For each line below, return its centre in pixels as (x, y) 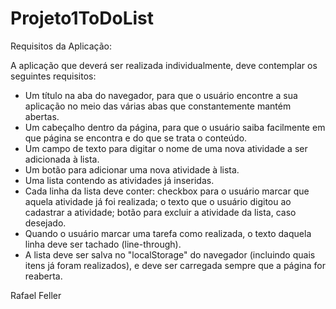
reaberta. (43, 276)
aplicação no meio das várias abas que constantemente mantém (158, 106)
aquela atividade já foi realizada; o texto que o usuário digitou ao (158, 201)
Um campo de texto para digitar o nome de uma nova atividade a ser (166, 148)
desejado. (45, 223)
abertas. (42, 116)
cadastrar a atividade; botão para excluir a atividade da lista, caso (160, 212)
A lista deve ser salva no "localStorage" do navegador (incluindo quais (170, 254)
